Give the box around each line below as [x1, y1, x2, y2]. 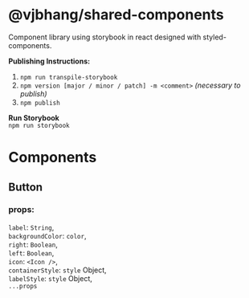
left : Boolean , [8, 247, 55, 258]
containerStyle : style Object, [8, 265, 107, 275]
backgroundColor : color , [8, 231, 87, 240]
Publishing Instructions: [8, 56, 91, 66]
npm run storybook [8, 121, 70, 129]
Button [8, 180, 43, 194]
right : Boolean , [8, 239, 58, 249]
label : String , [8, 222, 55, 232]
